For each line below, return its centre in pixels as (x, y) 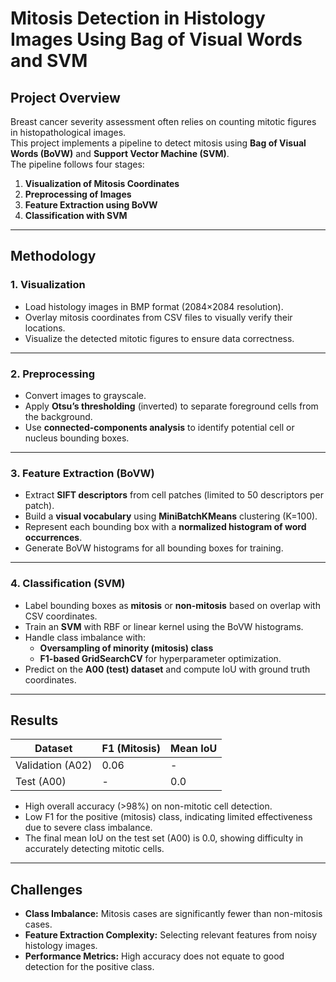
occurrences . (53, 538)
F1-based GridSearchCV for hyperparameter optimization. (160, 658)
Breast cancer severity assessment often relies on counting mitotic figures (163, 121)
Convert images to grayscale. (85, 395)
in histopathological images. (68, 132)
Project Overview (65, 97)
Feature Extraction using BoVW (91, 205)
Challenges (46, 889)
